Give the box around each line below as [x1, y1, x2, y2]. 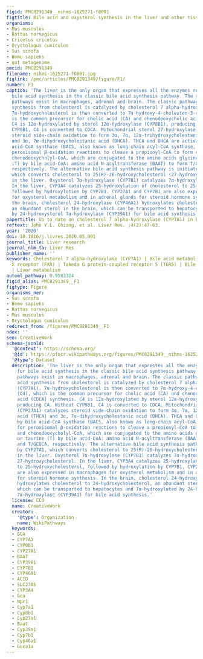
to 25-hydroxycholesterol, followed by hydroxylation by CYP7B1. [17, 463, 185, 470]
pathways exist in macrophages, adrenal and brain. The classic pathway [11, 98, 199, 104]
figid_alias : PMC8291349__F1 [6, 278, 80, 284]
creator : [11, 509, 34, 515]
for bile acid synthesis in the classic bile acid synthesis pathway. [17, 368, 199, 375]
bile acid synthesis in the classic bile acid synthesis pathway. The [11, 93, 193, 99]
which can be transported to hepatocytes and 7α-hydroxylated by [17, 486, 185, 492]
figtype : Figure [6, 284, 47, 290]
